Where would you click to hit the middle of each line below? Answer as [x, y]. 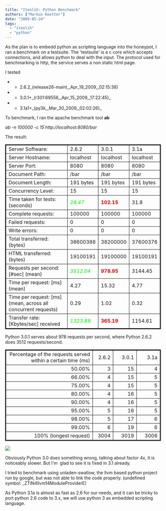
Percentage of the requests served [50, 354]
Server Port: [22, 166]
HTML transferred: [30, 253]
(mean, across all [28, 303]
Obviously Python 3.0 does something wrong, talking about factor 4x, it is [80, 458]
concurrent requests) [33, 309]
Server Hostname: [30, 157]
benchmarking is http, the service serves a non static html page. [71, 63]
